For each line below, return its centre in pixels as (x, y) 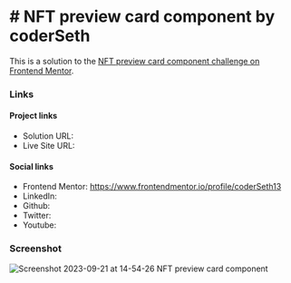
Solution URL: (48, 136)
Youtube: (39, 225)
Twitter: (37, 216)
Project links (34, 116)
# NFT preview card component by (142, 17)
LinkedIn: (39, 196)
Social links (32, 166)
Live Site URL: (48, 146)
